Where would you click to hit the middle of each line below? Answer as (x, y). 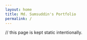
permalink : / (19, 19)
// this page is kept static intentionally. (44, 33)
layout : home (19, 10)
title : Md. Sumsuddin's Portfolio (41, 14)
